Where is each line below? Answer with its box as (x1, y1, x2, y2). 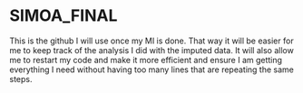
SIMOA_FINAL (9, 5, 118, 26)
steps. (9, 73, 33, 84)
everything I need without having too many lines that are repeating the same (9, 64, 295, 75)
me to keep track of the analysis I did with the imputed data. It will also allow (9, 44, 295, 55)
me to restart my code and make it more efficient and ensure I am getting (9, 54, 283, 65)
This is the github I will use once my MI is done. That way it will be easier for (9, 35, 294, 46)
